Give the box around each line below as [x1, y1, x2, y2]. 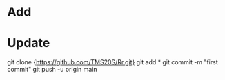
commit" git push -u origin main [7, 66, 98, 74]
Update [7, 36, 50, 51]
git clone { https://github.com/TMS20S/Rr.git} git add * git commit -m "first [7, 58, 219, 66]
